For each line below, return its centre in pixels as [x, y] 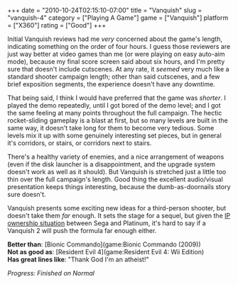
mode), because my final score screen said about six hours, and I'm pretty [116, 62]
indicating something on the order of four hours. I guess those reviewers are [119, 46]
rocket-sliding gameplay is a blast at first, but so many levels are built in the [118, 120]
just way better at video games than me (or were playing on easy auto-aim [116, 54]
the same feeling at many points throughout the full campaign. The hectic [115, 113]
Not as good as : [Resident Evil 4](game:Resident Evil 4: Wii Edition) [106, 252]
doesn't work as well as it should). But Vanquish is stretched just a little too [117, 172]
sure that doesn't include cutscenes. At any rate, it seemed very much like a [118, 69]
